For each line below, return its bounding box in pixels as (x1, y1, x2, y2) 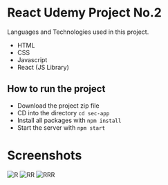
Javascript (17, 55, 48, 64)
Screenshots (7, 147, 82, 163)
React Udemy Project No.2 (7, 5, 162, 21)
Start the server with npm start (17, 123, 106, 132)
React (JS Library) (17, 63, 69, 71)
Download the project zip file (17, 101, 100, 110)
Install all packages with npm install (17, 116, 122, 124)
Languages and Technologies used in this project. (7, 28, 149, 36)
